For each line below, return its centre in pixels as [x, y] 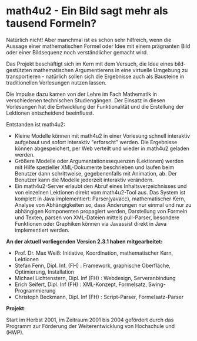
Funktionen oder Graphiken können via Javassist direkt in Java [91, 223]
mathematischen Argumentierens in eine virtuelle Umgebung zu [111, 70]
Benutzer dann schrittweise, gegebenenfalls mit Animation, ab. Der [96, 173]
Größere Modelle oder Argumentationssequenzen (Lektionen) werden [99, 161]
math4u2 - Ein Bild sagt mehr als [87, 11]
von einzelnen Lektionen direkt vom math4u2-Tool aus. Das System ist [100, 192]
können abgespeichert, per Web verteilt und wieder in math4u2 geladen [102, 148]
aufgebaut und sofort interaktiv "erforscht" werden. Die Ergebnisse [96, 142]
